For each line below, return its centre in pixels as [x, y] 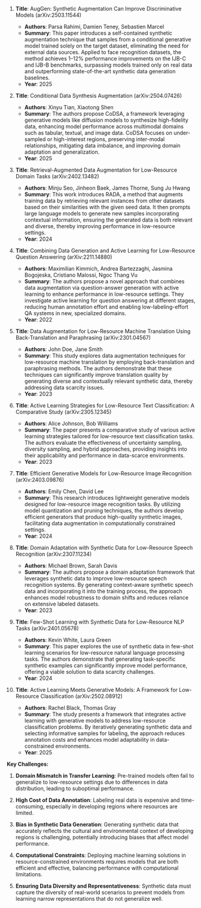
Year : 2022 [38, 320]
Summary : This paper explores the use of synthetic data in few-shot [109, 646]
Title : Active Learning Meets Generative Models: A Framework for [97, 690]
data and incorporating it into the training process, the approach [103, 591]
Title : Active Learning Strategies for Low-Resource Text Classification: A [105, 405]
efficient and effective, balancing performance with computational [97, 868]
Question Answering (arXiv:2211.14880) [64, 257]
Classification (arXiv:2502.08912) [82, 696]
